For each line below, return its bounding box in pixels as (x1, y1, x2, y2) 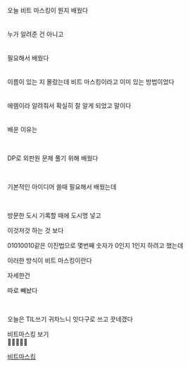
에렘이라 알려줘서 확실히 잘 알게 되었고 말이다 (7, 102, 132, 109)
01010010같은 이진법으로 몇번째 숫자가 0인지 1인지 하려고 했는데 (7, 241, 184, 249)
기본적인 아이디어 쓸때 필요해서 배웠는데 (7, 183, 117, 191)
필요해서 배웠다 (7, 54, 49, 62)
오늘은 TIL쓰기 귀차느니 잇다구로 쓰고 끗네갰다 (7, 315, 134, 323)
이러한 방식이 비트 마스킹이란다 (7, 256, 93, 265)
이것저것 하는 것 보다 (7, 227, 64, 234)
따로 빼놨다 (7, 287, 38, 294)
